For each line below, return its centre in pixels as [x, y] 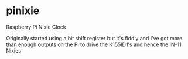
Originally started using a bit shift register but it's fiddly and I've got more [94, 38]
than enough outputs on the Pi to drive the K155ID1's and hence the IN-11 [94, 44]
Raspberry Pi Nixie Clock [36, 27]
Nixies [14, 50]
